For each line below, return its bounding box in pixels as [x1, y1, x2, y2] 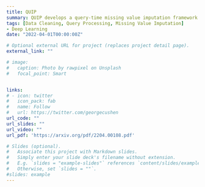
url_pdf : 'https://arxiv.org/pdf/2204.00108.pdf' [6, 132, 135, 138]
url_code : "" [6, 115, 40, 121]
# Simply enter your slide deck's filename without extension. [6, 155, 176, 161]
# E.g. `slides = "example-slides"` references [6, 160, 135, 166]
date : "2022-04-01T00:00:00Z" [6, 32, 84, 38]
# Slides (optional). [6, 143, 62, 149]
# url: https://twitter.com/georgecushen [6, 110, 119, 116]
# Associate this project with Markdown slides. [6, 149, 138, 155]
